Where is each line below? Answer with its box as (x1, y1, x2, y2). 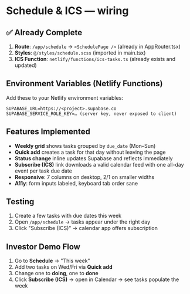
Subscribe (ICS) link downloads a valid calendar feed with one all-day (14, 161, 184, 168)
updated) (14, 62, 37, 69)
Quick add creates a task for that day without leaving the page (14, 148, 166, 156)
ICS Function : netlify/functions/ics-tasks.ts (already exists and (14, 56, 176, 62)
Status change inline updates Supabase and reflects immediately (14, 154, 173, 162)
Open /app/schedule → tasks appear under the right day (14, 218, 151, 225)
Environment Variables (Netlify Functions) (6, 79, 163, 89)
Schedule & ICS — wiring (6, 4, 129, 18)
